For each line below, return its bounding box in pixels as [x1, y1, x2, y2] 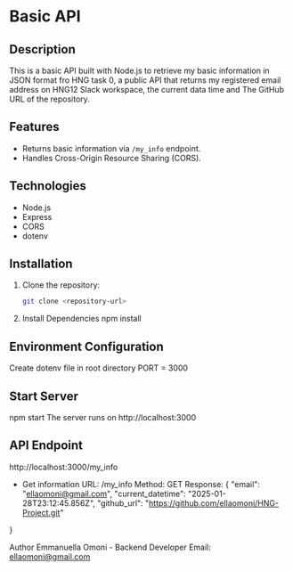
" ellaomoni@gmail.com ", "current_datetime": [21, 488, 187, 499]
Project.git [21, 507, 61, 518]
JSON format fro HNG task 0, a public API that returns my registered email [9, 75, 281, 86]
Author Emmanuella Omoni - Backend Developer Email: [9, 542, 211, 552]
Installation [9, 257, 73, 272]
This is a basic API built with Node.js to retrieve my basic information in [9, 65, 270, 76]
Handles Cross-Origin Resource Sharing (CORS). [21, 152, 202, 163]
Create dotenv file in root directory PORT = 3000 [9, 363, 189, 373]
